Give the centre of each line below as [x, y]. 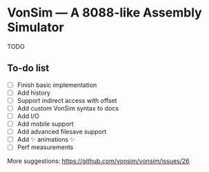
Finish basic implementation [57, 85]
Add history [33, 93]
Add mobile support [45, 124]
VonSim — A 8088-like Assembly [104, 13]
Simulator [36, 27]
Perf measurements [45, 147]
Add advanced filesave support [62, 132]
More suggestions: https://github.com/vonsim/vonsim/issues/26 [98, 161]
